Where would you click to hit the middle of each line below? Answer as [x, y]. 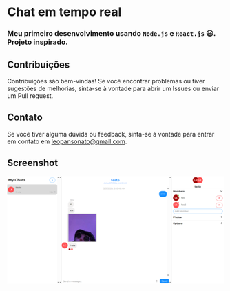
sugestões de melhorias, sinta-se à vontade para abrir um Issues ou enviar [113, 88]
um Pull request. [30, 96]
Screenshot [33, 163]
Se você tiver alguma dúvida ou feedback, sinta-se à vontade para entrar [111, 134]
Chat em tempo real [64, 12]
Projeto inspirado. [38, 42]
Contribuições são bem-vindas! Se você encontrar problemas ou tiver [106, 81]
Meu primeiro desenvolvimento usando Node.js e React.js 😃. [111, 34]
